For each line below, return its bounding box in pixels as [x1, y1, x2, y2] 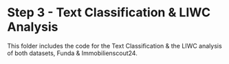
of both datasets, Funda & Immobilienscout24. [7, 49, 138, 57]
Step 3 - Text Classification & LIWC [7, 5, 211, 20]
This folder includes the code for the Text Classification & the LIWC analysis [7, 42, 222, 50]
